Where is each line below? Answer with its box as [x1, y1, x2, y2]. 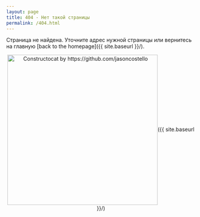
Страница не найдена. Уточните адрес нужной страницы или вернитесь [6, 37, 192, 44]
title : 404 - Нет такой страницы [6, 14, 90, 20]
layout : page [6, 8, 39, 15]
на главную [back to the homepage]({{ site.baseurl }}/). [6, 43, 145, 50]
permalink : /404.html [6, 20, 61, 26]
